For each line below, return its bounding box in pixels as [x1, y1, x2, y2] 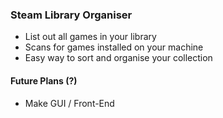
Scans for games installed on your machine [24, 41, 204, 53]
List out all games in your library [24, 31, 157, 43]
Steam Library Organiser [10, 8, 133, 22]
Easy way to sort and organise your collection [24, 52, 213, 64]
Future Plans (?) [10, 74, 78, 87]
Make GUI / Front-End [24, 97, 115, 109]
